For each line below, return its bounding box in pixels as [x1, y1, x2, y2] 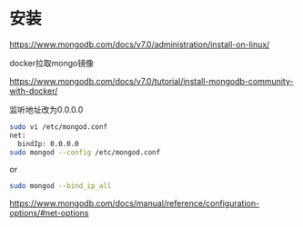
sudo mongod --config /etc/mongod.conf [9, 147, 161, 157]
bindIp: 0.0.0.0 [17, 139, 79, 148]
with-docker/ [9, 85, 58, 96]
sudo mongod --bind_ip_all [9, 182, 112, 191]
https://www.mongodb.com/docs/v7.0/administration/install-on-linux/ [9, 38, 270, 50]
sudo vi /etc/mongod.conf [9, 122, 107, 132]
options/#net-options [9, 208, 89, 219]
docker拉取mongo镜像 [9, 57, 94, 68]
